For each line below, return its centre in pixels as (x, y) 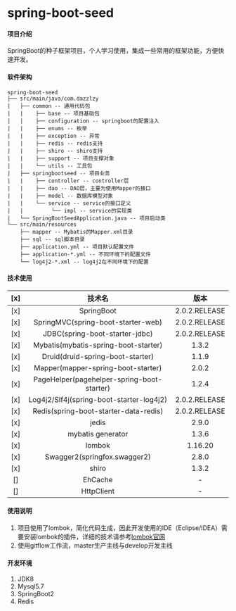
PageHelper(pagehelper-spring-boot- (98, 379)
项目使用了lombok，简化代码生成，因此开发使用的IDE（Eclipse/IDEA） (119, 528)
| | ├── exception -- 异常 (53, 136)
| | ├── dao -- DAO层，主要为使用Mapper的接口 (79, 188)
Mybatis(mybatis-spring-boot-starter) (98, 345)
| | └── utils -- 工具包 (50, 166)
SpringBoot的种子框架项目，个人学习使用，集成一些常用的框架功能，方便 (113, 51)
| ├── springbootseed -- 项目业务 (59, 173)
